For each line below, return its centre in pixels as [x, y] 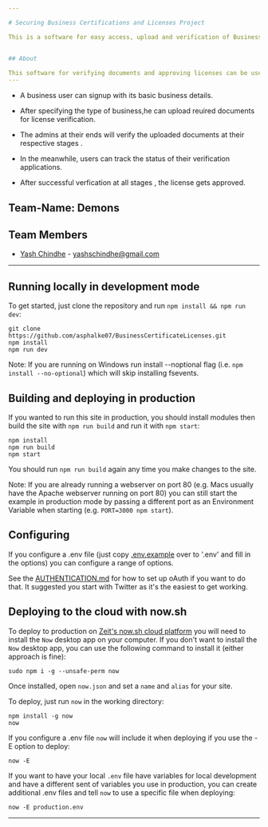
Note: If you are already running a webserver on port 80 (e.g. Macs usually [131, 485]
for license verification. [57, 120]
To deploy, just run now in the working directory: [86, 701]
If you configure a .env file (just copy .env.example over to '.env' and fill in [130, 554]
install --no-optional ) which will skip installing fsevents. [104, 373]
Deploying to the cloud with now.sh [98, 612]
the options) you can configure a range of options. [91, 562]
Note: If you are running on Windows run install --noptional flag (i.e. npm [126, 364]
